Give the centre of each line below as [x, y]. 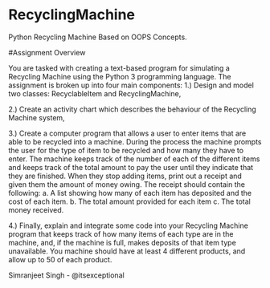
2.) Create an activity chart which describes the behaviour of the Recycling [133, 109]
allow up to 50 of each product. [60, 259]
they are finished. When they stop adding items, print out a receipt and [125, 176]
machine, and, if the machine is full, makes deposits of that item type [123, 242]
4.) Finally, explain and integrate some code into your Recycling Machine [129, 225]
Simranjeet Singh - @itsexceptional [66, 275]
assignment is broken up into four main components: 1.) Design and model [131, 85]
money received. [36, 209]
